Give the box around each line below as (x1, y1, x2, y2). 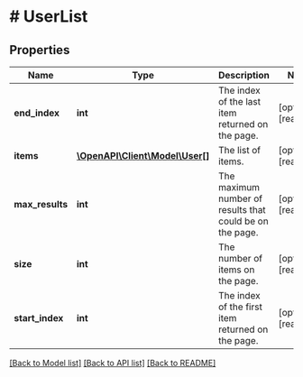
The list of (217, 144, 262, 156)
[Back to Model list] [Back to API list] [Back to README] (9, 358, 216, 368)
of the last (217, 96, 262, 107)
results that (217, 204, 266, 216)
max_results (14, 198, 69, 210)
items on (217, 263, 255, 276)
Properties (9, 42, 70, 58)
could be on (217, 215, 269, 227)
